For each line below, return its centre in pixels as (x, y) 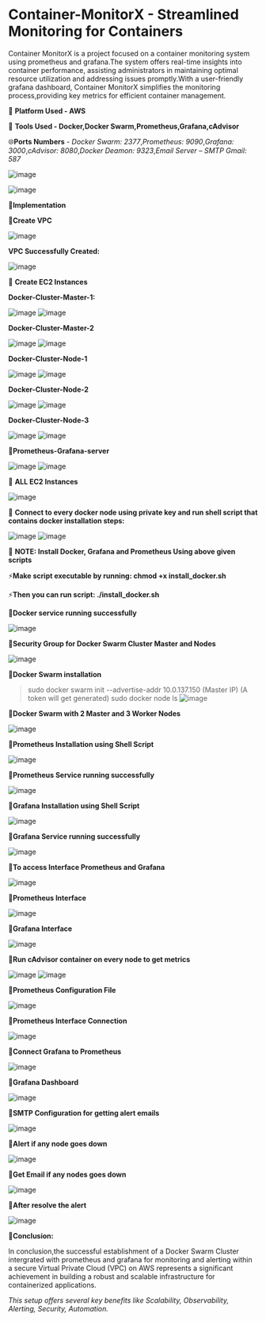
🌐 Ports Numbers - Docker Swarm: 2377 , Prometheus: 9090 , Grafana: (121, 141)
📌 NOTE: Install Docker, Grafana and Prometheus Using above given (122, 551)
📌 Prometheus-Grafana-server (59, 450)
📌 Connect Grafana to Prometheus (65, 1051)
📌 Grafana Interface (40, 929)
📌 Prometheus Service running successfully (81, 775)
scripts (20, 560)
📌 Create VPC (30, 220)
